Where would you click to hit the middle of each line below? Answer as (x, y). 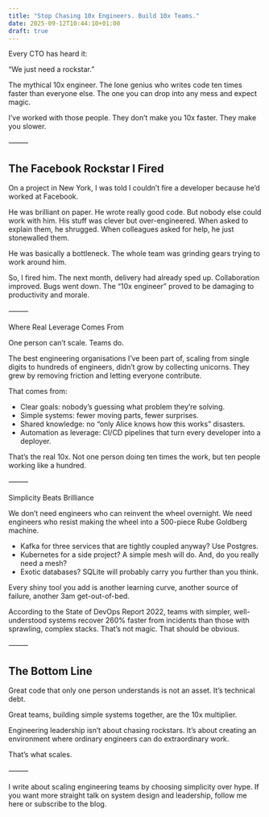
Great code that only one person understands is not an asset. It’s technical (132, 690)
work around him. (37, 262)
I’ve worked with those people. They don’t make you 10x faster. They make (132, 118)
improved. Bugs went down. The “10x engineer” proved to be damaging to (131, 287)
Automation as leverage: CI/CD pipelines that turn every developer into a (140, 433)
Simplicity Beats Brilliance (51, 498)
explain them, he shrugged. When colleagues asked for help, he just (121, 229)
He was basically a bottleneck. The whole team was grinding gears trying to (134, 253)
